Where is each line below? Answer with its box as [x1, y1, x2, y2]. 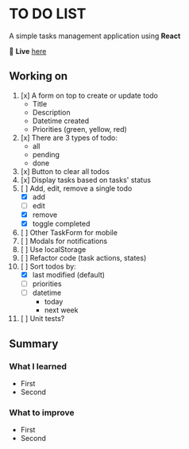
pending [32, 149, 60, 159]
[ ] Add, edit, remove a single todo [20, 184, 133, 193]
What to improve [9, 407, 75, 418]
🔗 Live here [9, 46, 47, 56]
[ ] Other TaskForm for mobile [20, 228, 118, 237]
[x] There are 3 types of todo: [20, 133, 118, 142]
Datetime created [32, 116, 90, 126]
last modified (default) [32, 270, 106, 279]
